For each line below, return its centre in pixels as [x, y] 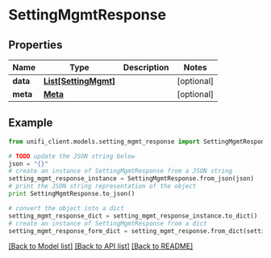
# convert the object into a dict [67, 208]
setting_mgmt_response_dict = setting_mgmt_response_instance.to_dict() [133, 216]
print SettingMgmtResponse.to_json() [72, 194]
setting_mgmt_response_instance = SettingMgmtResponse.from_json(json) [131, 179]
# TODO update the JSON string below [72, 156]
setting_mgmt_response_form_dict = [68, 231]
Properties [35, 45]
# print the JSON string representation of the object [102, 186]
